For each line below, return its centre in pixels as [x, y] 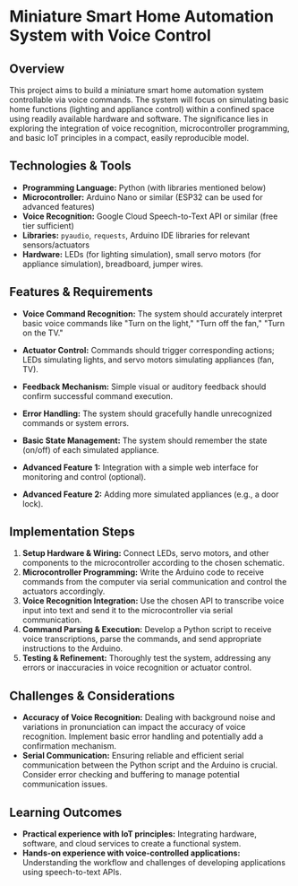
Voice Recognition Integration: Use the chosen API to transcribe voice [153, 601]
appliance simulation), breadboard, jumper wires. [113, 264]
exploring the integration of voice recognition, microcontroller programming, [149, 128]
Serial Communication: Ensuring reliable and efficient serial [133, 756]
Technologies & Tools [70, 166]
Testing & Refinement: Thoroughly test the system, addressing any [146, 658]
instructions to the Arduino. [72, 648]
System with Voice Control [111, 35]
